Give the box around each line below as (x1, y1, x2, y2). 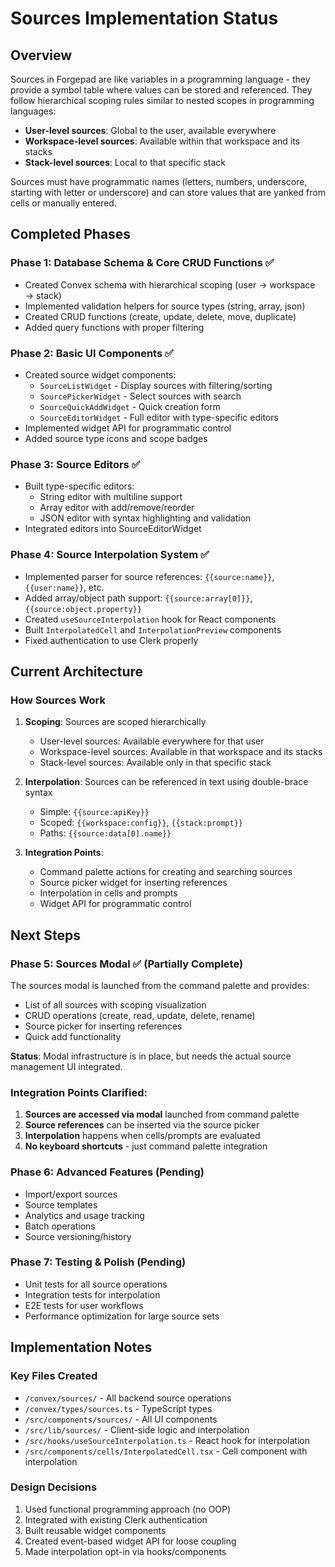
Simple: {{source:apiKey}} (39, 806, 150, 818)
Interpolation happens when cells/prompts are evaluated (24, 1130, 261, 1142)
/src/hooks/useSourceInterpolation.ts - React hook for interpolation (24, 1434, 310, 1446)
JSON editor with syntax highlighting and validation (39, 512, 252, 524)
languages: (10, 105, 57, 117)
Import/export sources (24, 1188, 118, 1200)
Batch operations (24, 1220, 96, 1232)
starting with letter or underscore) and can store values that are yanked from (10, 187, 326, 198)
